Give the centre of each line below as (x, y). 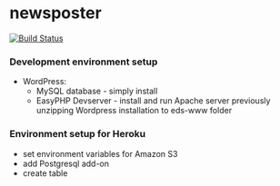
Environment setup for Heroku (78, 134)
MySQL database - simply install (97, 91)
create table (45, 173)
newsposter (55, 13)
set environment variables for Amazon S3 (100, 153)
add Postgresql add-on (66, 163)
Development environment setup (84, 62)
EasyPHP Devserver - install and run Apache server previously (153, 101)
